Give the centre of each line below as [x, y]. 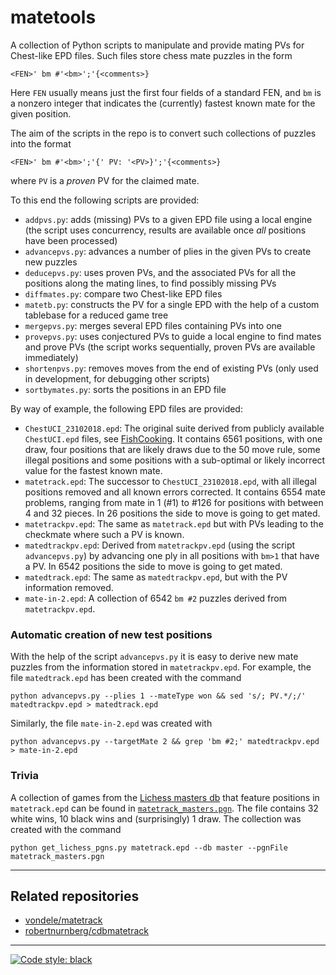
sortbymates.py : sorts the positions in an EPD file [125, 389]
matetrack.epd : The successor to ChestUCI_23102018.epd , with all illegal [170, 481]
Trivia [24, 776]
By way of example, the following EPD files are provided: [126, 408]
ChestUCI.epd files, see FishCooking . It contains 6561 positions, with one [173, 438]
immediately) [51, 357]
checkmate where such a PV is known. [104, 534]
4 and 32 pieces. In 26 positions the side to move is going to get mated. [172, 513]
